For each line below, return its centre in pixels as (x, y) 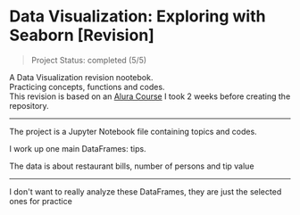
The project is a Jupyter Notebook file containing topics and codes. (133, 131)
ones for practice (41, 201)
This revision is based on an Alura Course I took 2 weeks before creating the (150, 96)
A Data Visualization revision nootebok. (81, 77)
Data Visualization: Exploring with (137, 17)
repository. (29, 105)
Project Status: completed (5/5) (89, 60)
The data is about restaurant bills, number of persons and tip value (132, 166)
